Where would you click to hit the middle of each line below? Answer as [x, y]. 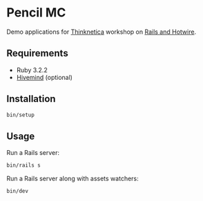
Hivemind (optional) [45, 77]
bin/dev [18, 191]
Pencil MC [36, 13]
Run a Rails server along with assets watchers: [72, 179]
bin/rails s [23, 166]
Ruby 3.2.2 [32, 70]
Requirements [37, 53]
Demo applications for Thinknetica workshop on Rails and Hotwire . [101, 32]
